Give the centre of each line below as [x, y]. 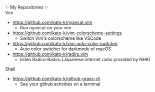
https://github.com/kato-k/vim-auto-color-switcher [65, 44]
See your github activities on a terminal [60, 84]
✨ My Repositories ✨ [27, 7]
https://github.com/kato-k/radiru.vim [50, 54]
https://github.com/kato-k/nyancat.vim [52, 22]
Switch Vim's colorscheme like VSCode [60, 38]
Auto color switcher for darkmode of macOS [65, 49]
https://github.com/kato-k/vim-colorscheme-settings [67, 33]
